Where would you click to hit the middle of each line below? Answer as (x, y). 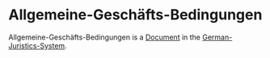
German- (217, 37)
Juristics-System (37, 45)
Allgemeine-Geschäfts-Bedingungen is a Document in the (104, 37)
